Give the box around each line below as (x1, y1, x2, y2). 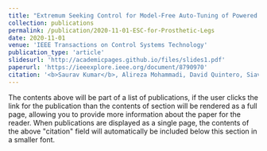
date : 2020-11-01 (8, 33, 66, 42)
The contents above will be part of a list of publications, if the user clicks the (8, 92, 258, 102)
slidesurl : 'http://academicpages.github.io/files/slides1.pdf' (8, 56, 226, 64)
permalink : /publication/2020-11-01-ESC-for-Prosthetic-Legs (8, 26, 215, 34)
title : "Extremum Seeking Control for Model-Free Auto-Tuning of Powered (8, 11, 258, 20)
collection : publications (8, 19, 94, 27)
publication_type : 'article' (8, 48, 105, 56)
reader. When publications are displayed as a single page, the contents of (8, 118, 250, 127)
